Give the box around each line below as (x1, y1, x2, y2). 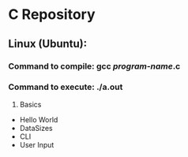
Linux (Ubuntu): (8, 37, 88, 50)
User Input (19, 140, 55, 149)
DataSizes (19, 123, 53, 133)
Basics (19, 99, 42, 109)
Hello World (19, 114, 58, 124)
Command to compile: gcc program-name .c (8, 61, 181, 72)
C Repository (8, 6, 96, 24)
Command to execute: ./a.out (8, 81, 123, 92)
